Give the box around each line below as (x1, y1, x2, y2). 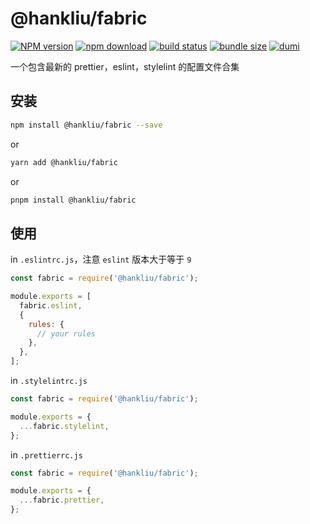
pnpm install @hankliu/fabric (10, 195, 137, 205)
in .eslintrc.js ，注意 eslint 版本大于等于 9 (10, 253, 192, 266)
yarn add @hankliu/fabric (10, 157, 118, 167)
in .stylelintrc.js (10, 375, 88, 387)
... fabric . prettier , (19, 495, 105, 506)
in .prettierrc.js (10, 448, 83, 461)
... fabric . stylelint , (19, 421, 110, 431)
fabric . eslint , (19, 300, 83, 311)
